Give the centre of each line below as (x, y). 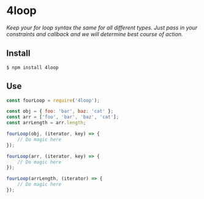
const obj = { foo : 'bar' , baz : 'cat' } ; (60, 111)
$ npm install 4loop (33, 67)
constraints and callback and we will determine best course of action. (95, 34)
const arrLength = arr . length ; (46, 123)
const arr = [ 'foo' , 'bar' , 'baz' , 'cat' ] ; (63, 117)
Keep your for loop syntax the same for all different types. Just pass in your (102, 28)
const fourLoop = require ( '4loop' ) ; (53, 100)
